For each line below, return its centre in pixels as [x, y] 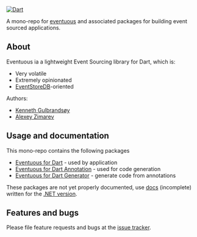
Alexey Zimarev [34, 117]
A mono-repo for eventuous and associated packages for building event [97, 21]
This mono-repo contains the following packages [68, 150]
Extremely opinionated [43, 80]
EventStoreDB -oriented [45, 86]
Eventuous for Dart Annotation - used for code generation [88, 169]
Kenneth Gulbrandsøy [42, 110]
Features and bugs [43, 213]
